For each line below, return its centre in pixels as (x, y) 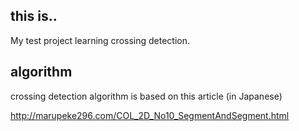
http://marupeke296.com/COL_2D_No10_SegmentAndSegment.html (150, 115)
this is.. (34, 16)
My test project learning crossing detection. (100, 40)
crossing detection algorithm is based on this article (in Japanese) (146, 96)
